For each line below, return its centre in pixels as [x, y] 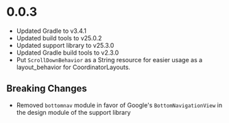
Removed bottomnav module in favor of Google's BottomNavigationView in [119, 105]
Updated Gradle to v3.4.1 [51, 31]
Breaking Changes [47, 88]
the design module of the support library [73, 112]
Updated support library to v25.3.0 [65, 45]
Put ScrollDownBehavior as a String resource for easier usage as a [109, 59]
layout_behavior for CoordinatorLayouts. [73, 67]
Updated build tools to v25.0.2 [59, 38]
